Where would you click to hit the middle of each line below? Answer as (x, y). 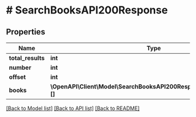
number (20, 68)
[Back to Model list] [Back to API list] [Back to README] (73, 108)
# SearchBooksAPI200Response (87, 10)
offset (17, 77)
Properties (26, 32)
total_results (27, 58)
